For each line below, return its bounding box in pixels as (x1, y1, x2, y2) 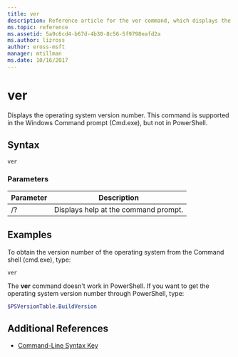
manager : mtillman (7, 50, 62, 58)
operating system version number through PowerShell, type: (7, 289, 185, 297)
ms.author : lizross (7, 37, 66, 44)
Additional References (7, 322, 109, 334)
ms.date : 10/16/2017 (7, 57, 69, 64)
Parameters (7, 174, 48, 184)
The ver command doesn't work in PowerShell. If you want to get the (7, 282, 209, 290)
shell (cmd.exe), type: (7, 255, 71, 264)
